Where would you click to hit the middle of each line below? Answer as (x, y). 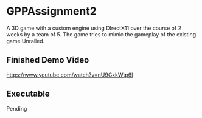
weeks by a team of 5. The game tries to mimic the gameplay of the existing (101, 34)
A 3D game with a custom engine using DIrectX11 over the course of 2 (94, 28)
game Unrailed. (26, 41)
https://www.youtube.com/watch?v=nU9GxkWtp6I (70, 75)
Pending (17, 108)
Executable (28, 94)
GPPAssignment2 (52, 11)
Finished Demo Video (48, 60)
